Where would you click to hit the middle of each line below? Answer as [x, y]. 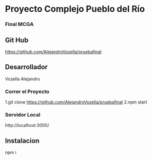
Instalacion [22, 141]
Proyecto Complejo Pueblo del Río [75, 9]
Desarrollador [26, 67]
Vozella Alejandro [23, 79]
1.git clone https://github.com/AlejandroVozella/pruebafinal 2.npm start [76, 102]
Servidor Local [23, 115]
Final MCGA [19, 24]
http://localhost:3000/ [27, 125]
